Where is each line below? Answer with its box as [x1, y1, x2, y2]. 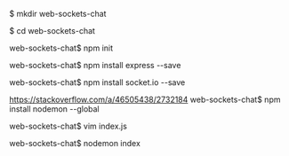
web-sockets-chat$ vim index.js [9, 121, 127, 131]
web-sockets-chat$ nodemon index [9, 138, 140, 148]
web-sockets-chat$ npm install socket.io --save [9, 77, 186, 88]
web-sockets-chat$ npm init [9, 43, 114, 53]
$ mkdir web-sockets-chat [9, 9, 107, 19]
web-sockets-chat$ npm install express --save [9, 60, 181, 70]
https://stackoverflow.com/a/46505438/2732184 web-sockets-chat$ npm [9, 94, 281, 105]
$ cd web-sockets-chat [9, 26, 96, 35]
